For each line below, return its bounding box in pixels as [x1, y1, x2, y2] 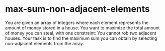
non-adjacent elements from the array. [5, 40, 84, 46]
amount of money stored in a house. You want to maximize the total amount [5, 25, 160, 30]
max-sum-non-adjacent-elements [5, 3, 150, 15]
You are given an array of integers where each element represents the [5, 20, 149, 25]
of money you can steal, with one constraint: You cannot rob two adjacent [5, 30, 157, 36]
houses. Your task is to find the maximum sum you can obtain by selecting [5, 35, 158, 41]
